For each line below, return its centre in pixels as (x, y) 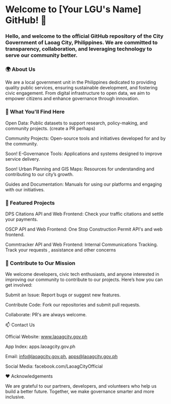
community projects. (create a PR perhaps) (50, 128)
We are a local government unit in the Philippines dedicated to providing (81, 82)
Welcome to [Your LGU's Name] (73, 9)
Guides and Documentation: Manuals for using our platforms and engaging (83, 184)
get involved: (19, 285)
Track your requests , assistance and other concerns (61, 250)
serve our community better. (41, 56)
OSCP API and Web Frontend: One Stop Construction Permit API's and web (84, 229)
